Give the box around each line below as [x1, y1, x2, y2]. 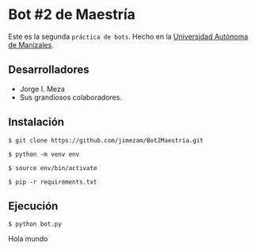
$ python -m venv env [8, 150, 80, 158]
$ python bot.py [8, 220, 62, 229]
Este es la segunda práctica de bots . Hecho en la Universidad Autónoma [8, 32, 248, 41]
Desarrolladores [8, 63, 90, 77]
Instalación [8, 116, 65, 129]
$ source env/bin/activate [8, 164, 97, 172]
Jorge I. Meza [19, 84, 65, 93]
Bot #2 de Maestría [8, 6, 136, 24]
